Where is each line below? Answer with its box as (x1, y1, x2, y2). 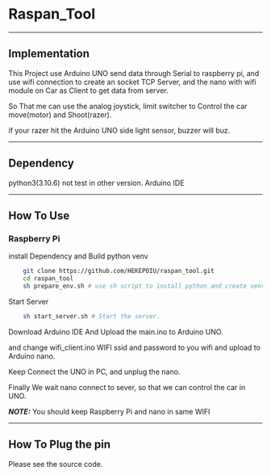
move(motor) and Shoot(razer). (8, 110, 112, 120)
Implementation (8, 47, 90, 61)
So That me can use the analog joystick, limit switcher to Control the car (8, 101, 248, 111)
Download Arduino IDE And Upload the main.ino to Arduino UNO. (8, 326, 223, 336)
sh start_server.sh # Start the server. (23, 312, 161, 320)
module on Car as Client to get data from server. (8, 86, 169, 95)
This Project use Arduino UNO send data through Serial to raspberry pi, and (8, 68, 260, 78)
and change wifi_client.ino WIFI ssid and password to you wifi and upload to (8, 343, 261, 352)
